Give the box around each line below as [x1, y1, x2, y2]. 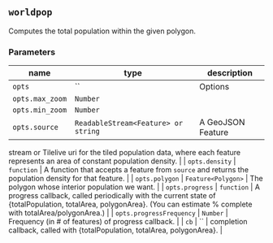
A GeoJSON [198, 117, 245, 128]
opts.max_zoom [12, 94, 67, 104]
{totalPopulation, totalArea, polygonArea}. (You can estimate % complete [8, 199, 253, 210]
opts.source [12, 123, 59, 132]
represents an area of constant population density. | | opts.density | [8, 156, 236, 166]
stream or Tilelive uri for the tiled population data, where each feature [8, 148, 241, 158]
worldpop [8, 7, 53, 19]
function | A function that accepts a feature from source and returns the [8, 165, 249, 175]
